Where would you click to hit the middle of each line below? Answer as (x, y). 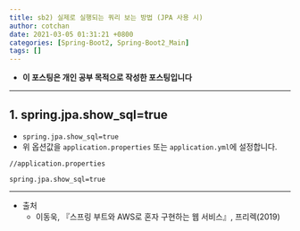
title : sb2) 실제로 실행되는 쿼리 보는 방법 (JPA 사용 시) (106, 17)
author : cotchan (39, 26)
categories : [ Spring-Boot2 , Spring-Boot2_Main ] (100, 43)
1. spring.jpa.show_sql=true (88, 114)
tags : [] (25, 51)
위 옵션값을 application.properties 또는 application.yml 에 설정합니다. (150, 146)
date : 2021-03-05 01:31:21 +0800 (71, 34)
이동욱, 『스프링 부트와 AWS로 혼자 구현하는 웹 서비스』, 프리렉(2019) (158, 217)
